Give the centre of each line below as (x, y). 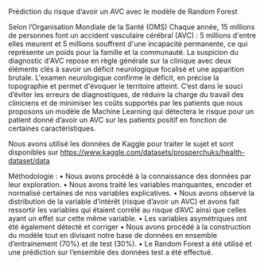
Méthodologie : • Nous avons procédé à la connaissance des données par (130, 176)
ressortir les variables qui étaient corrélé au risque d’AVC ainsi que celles (127, 210)
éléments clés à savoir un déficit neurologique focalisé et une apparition (126, 69)
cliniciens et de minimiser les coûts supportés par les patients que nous (126, 103)
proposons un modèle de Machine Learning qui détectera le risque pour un (131, 111)
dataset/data (29, 161)
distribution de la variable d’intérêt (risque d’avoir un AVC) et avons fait (124, 201)
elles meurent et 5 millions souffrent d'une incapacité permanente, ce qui (128, 44)
